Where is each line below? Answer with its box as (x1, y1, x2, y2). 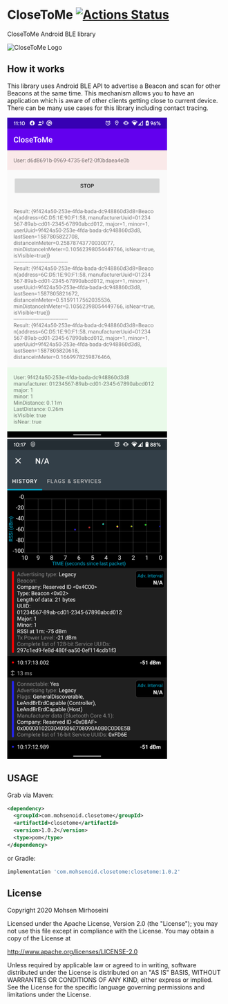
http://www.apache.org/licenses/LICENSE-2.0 (7, 947, 138, 956)
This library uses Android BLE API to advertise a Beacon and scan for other (7, 82, 221, 90)
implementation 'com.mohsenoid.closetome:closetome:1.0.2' (7, 868, 181, 875)
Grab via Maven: (7, 791, 54, 799)
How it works (7, 63, 65, 75)
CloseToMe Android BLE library (7, 30, 96, 38)
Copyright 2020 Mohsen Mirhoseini (7, 906, 108, 914)
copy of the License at (7, 934, 71, 942)
